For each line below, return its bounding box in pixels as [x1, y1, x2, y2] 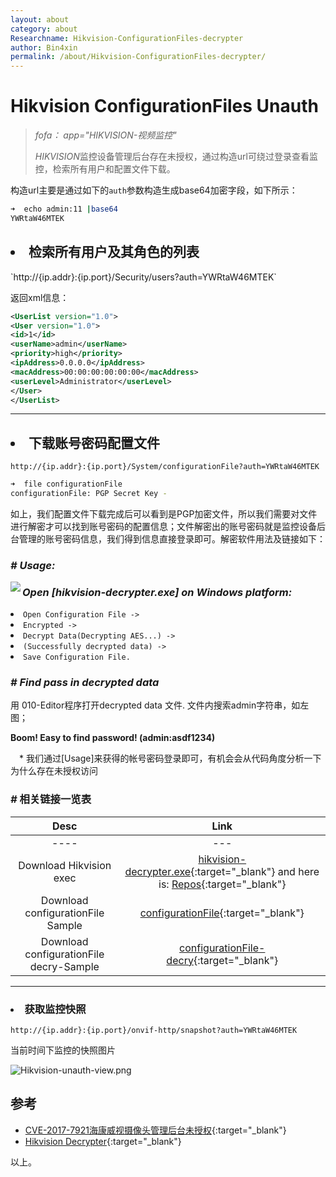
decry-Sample [29, 959, 100, 973]
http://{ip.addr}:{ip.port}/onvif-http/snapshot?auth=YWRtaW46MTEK [10, 1026, 298, 1036]
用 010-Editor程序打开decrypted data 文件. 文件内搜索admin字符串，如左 [10, 699, 310, 711]
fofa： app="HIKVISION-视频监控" [34, 129, 177, 141]
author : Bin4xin [10, 42, 78, 53]
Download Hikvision [18, 858, 112, 872]
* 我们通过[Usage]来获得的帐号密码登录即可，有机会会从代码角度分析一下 [19, 752, 322, 765]
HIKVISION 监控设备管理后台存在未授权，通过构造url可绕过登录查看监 [34, 151, 318, 163]
